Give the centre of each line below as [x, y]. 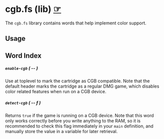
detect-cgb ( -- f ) [23, 103]
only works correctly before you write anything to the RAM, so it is [73, 121]
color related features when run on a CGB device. [56, 91]
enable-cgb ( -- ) [22, 68]
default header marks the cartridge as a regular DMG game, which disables [82, 86]
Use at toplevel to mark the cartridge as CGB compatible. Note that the [78, 81]
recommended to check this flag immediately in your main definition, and [79, 126]
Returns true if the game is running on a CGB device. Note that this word [80, 115]
